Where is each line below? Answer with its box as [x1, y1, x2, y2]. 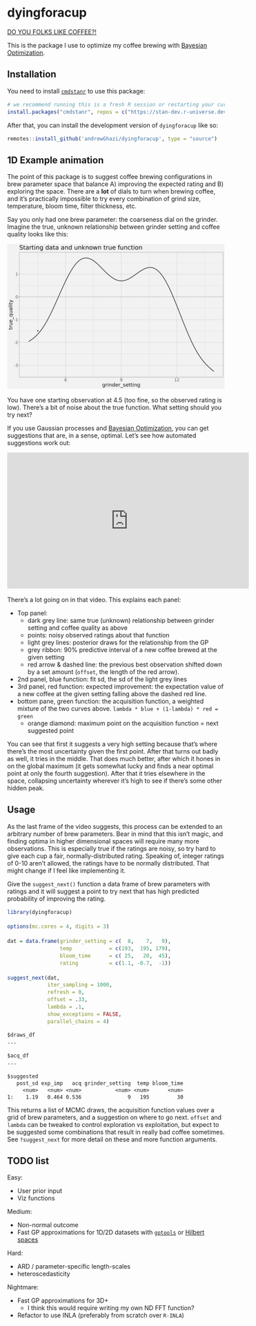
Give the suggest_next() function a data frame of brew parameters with [7, 879, 210, 888]
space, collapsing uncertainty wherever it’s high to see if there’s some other [7, 776, 222, 785]
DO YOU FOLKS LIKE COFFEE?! [7, 28, 97, 36]
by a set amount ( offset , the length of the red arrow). [27, 667, 179, 675]
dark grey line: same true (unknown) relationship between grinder [27, 616, 215, 624]
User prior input [17, 1187, 63, 1195]
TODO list [7, 1155, 50, 1167]
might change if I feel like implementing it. [7, 866, 126, 875]
